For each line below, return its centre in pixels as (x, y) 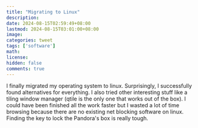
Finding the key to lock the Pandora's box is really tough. (77, 118)
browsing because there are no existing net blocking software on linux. (95, 112)
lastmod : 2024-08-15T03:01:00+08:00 (53, 29)
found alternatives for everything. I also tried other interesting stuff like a (97, 93)
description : (23, 18)
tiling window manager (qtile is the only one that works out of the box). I (96, 99)
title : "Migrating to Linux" (43, 12)
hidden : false (24, 63)
